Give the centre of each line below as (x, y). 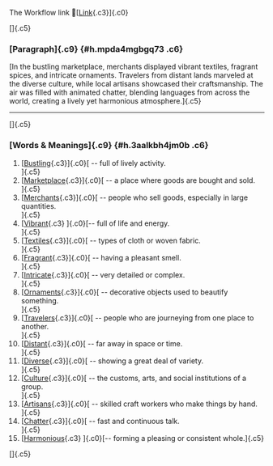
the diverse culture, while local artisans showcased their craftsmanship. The (136, 84)
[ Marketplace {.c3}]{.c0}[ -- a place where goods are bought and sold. (138, 180)
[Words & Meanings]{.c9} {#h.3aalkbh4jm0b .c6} (109, 146)
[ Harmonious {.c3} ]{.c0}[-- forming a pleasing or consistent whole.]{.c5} (142, 438)
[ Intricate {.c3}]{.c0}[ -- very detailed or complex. (103, 274)
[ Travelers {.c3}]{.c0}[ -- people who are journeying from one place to (137, 318)
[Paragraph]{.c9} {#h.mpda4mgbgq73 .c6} (96, 49)
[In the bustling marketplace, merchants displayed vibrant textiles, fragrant (134, 67)
